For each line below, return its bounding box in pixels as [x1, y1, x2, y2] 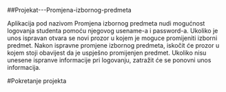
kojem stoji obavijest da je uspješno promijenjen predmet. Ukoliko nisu [7, 48, 207, 57]
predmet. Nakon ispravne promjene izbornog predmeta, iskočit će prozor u [7, 42, 220, 49]
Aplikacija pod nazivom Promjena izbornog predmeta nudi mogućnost [7, 19, 205, 27]
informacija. [7, 64, 41, 71]
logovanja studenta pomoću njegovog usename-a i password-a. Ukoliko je [7, 27, 218, 35]
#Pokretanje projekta [7, 77, 67, 85]
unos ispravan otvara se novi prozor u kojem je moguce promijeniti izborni [7, 34, 218, 42]
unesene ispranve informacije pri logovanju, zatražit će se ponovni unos [7, 56, 212, 64]
